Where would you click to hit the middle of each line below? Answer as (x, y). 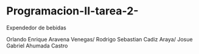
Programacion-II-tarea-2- (72, 11)
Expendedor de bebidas (37, 28)
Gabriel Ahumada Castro (37, 46)
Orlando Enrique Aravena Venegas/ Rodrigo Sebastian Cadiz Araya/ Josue (100, 39)
